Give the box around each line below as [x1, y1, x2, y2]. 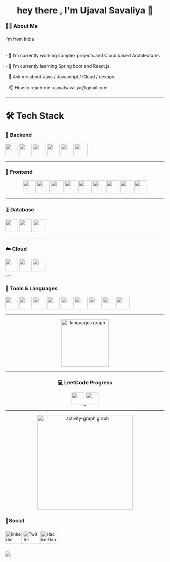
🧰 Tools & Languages [5, 285, 58, 292]
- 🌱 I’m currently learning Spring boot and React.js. [5, 63, 111, 69]
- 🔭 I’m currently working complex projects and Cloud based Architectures [5, 53, 160, 59]
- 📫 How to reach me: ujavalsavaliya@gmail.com [5, 85, 108, 91]
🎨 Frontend [5, 169, 33, 176]
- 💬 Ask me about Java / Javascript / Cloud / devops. [5, 74, 116, 80]
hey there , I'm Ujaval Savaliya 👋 [17, 5, 153, 16]
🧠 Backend [5, 131, 32, 138]
